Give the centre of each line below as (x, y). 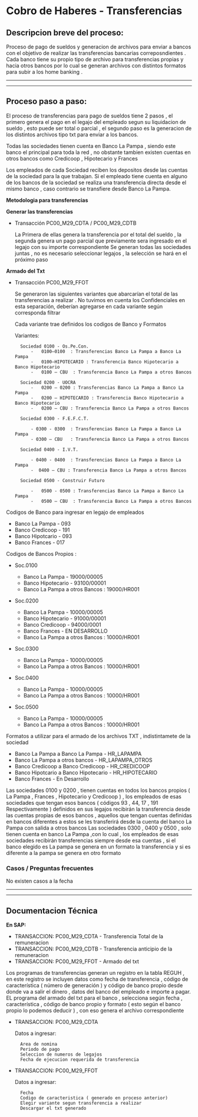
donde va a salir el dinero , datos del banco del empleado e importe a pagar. (99, 991)
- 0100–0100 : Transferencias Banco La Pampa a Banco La (106, 351)
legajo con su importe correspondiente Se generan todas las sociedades (103, 247)
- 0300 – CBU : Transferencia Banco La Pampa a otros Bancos (110, 439)
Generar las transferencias (39, 211)
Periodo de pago (40, 1049)
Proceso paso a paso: (47, 101)
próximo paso (31, 259)
